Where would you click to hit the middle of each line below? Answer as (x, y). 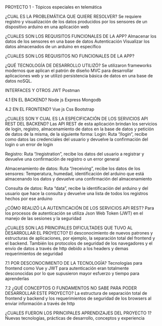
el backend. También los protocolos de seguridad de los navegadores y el (79, 243)
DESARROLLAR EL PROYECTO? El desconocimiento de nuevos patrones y (79, 233)
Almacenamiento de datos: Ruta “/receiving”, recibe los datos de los (73, 168)
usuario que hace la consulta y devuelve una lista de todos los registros (77, 193)
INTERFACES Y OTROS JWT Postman (42, 90)
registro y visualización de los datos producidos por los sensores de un (76, 22)
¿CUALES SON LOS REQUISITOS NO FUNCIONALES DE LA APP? (70, 56)
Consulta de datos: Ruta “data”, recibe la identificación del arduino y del (77, 188)
